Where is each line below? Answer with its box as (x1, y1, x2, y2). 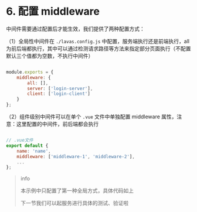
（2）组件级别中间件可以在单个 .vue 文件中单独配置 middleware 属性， (6, 113, 177, 120)
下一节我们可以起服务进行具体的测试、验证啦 (20, 200, 129, 207)
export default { (6, 142, 49, 149)
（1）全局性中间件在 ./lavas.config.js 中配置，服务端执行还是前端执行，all (6, 37, 189, 45)
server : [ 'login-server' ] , (27, 86, 93, 91)
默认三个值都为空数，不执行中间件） (6, 52, 94, 59)
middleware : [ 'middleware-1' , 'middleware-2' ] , (16, 153, 135, 159)
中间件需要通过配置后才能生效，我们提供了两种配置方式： (6, 25, 145, 32)
